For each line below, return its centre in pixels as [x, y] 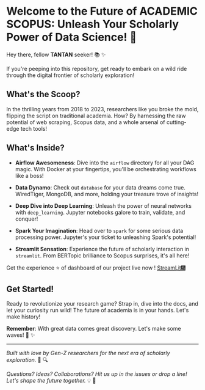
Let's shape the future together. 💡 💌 [51, 381]
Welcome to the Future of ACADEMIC [102, 11]
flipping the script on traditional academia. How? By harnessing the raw [96, 116]
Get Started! [30, 289]
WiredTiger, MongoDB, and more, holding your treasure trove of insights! [107, 194]
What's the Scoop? [43, 94]
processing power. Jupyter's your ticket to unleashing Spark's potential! [106, 237]
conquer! [27, 219]
